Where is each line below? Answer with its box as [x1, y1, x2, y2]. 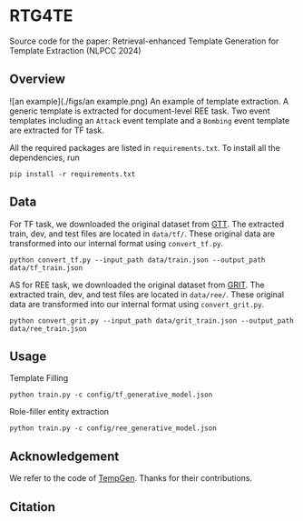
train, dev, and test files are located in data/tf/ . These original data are [9, 228, 275, 239]
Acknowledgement [9, 448, 120, 464]
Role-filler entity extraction [9, 406, 110, 417]
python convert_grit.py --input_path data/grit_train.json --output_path [9, 316, 295, 326]
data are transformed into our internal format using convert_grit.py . [9, 298, 265, 309]
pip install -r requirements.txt [9, 169, 136, 178]
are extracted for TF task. [9, 125, 104, 135]
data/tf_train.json [9, 263, 83, 273]
